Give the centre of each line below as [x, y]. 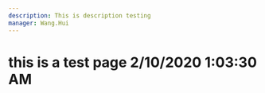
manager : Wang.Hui [39, 23]
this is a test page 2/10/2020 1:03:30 [132, 62]
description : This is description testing [80, 15]
